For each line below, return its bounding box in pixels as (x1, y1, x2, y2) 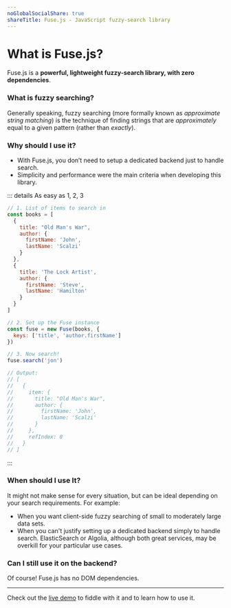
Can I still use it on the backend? (7, 558, 118, 567)
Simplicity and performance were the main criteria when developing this (16, 171, 221, 179)
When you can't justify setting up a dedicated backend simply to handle (16, 526, 221, 534)
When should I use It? (7, 475, 81, 485)
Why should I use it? (7, 140, 76, 150)
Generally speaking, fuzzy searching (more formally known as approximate (7, 109, 221, 117)
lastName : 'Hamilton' (25, 288, 88, 295)
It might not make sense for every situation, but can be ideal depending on (7, 491, 218, 499)
